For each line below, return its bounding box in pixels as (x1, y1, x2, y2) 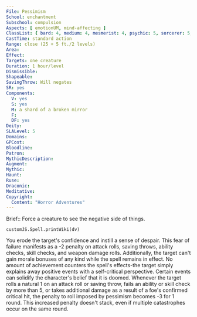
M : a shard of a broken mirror (11, 107, 88, 113)
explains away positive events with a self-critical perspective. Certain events (6, 268, 191, 275)
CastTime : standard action (6, 36, 72, 42)
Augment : (6, 161, 28, 167)
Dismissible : (6, 69, 38, 74)
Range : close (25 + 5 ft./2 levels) (6, 42, 96, 47)
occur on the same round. (6, 305, 69, 312)
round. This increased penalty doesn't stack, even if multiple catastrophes (6, 299, 186, 306)
